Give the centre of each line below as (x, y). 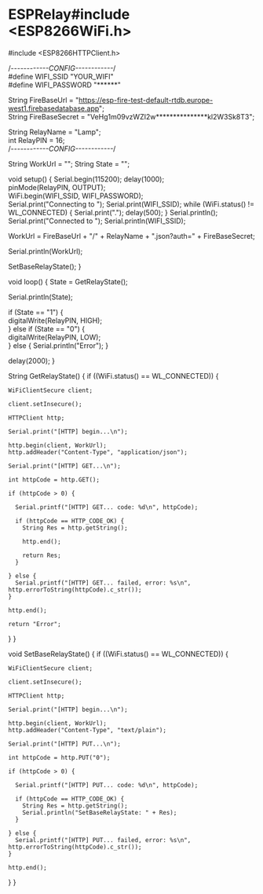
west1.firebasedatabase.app (54, 108)
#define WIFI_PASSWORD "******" (65, 85)
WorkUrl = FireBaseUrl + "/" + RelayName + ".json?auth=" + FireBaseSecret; (131, 236)
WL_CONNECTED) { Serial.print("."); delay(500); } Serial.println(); (113, 212)
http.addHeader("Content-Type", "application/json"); (98, 452)
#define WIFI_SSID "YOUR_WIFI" (61, 76)
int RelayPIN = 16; (37, 140)
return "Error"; (35, 624)
